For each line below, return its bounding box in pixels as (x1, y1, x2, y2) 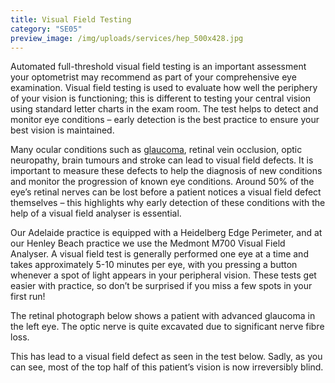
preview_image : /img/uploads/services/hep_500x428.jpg (10, 33, 244, 43)
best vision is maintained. (10, 124, 115, 136)
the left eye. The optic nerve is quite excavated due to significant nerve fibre (10, 321, 325, 333)
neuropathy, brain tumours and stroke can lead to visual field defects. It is (10, 154, 314, 166)
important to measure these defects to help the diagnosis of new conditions (10, 165, 323, 177)
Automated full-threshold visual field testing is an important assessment (10, 61, 307, 73)
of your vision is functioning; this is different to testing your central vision (10, 92, 312, 105)
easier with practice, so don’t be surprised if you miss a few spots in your (10, 280, 313, 292)
